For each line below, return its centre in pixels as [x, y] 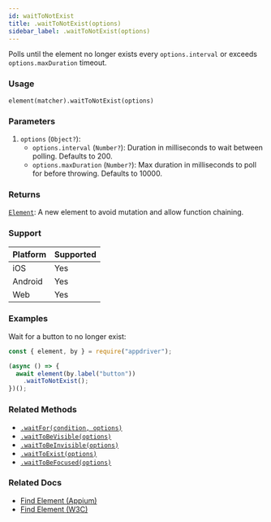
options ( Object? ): [50, 138]
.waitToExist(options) [58, 454]
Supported [75, 254]
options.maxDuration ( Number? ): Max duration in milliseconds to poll [144, 164]
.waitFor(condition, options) [71, 428]
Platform [30, 254]
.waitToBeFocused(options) [66, 463]
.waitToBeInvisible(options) [69, 445]
